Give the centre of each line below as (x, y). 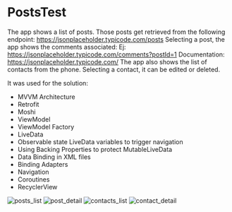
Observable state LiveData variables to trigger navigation (100, 141)
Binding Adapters (43, 164)
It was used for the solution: (48, 83)
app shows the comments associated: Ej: (67, 47)
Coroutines (33, 179)
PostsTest (37, 12)
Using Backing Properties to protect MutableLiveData (95, 149)
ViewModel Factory (46, 126)
